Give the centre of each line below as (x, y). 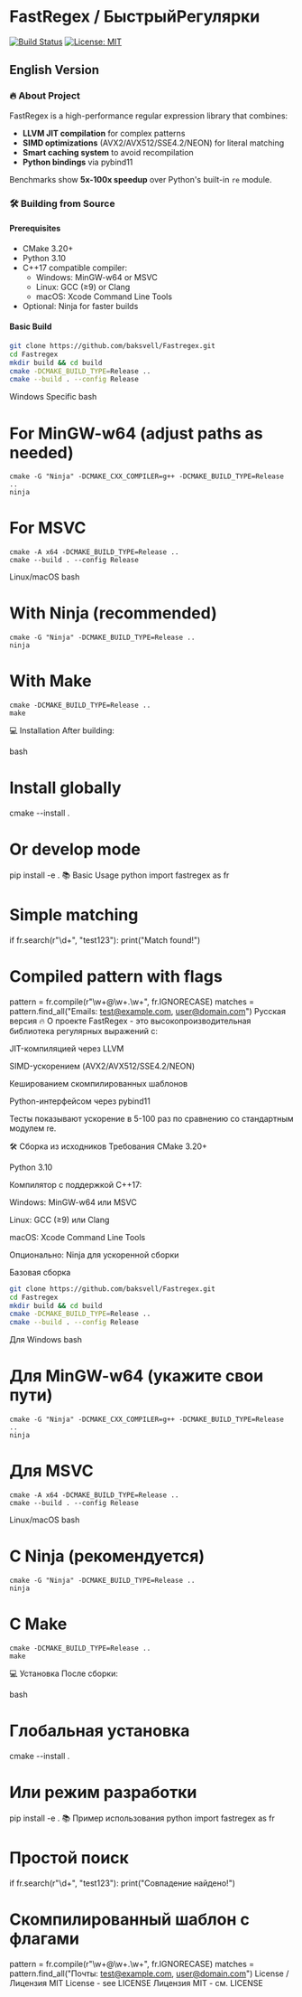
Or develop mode (75, 849)
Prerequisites (35, 229)
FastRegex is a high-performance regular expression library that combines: (149, 116)
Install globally (65, 788)
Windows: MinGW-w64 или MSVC (73, 1202)
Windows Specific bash (53, 397)
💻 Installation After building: (62, 730)
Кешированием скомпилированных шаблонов (98, 1083)
